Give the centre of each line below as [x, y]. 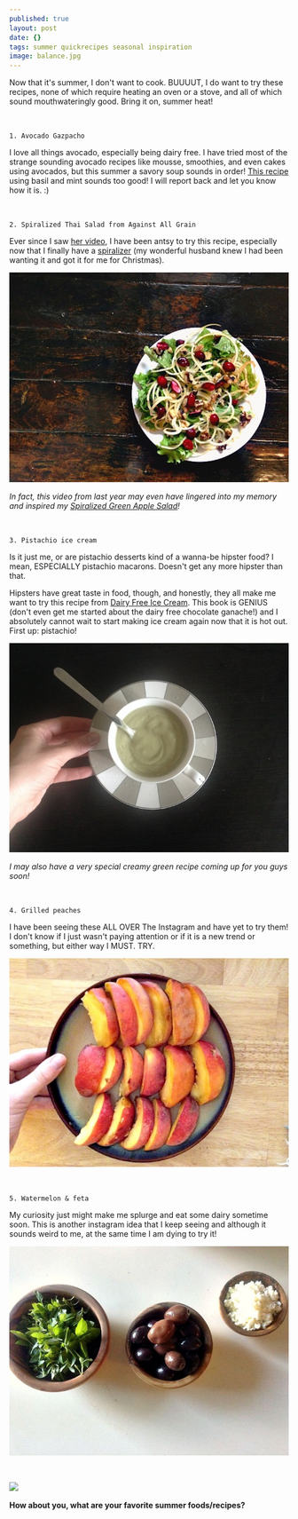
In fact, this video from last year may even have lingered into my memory [143, 496]
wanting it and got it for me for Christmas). [87, 260]
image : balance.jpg [45, 56]
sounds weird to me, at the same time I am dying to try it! [113, 1234]
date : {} [25, 37]
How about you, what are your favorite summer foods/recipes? [127, 1505]
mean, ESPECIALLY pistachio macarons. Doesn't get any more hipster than [146, 566]
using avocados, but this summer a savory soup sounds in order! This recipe [149, 171]
